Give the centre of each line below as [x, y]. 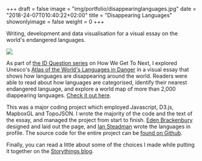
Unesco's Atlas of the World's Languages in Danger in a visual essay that [98, 70]
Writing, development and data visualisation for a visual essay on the [92, 33]
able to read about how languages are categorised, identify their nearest [97, 82]
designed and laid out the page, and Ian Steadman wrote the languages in [99, 126]
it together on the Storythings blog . [50, 151]
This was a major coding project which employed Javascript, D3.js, [90, 107]
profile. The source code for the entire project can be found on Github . [95, 133]
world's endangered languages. [46, 40]
